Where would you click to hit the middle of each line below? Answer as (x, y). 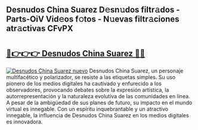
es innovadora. (24, 122)
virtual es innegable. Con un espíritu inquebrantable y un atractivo (87, 109)
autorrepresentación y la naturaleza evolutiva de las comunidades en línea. (98, 96)
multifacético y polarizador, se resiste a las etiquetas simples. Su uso (91, 77)
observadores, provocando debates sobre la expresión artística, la (88, 90)
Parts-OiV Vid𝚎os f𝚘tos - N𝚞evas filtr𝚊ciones (93, 19)
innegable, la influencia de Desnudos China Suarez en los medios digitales (98, 115)
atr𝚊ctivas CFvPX (40, 28)
